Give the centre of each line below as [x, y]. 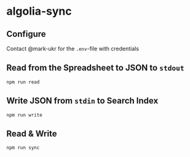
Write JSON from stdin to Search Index [82, 101]
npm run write [25, 115]
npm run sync [23, 148]
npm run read [23, 82]
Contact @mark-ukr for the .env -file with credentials [73, 48]
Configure [26, 34]
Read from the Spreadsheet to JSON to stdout [95, 68]
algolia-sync [39, 11]
